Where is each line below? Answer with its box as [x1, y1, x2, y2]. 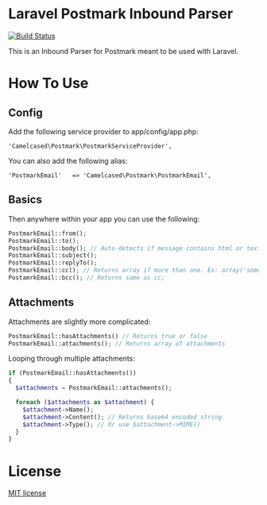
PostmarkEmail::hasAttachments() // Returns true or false [8, 332, 208, 340]
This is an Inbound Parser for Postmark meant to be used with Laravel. [8, 46, 239, 56]
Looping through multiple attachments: [8, 354, 135, 364]
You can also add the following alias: [8, 156, 128, 165]
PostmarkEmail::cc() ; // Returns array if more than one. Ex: [8, 267, 219, 275]
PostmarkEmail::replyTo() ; [8, 259, 98, 267]
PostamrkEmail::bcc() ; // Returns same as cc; [8, 274, 165, 282]
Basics [8, 193, 42, 206]
